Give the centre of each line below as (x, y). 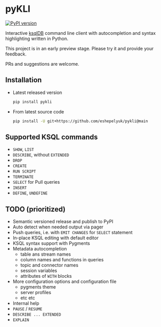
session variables (39, 271)
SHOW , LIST (23, 149)
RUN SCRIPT (24, 172)
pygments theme (38, 287)
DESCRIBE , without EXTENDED (41, 155)
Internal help (26, 303)
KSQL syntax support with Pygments (51, 243)
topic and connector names (49, 265)
